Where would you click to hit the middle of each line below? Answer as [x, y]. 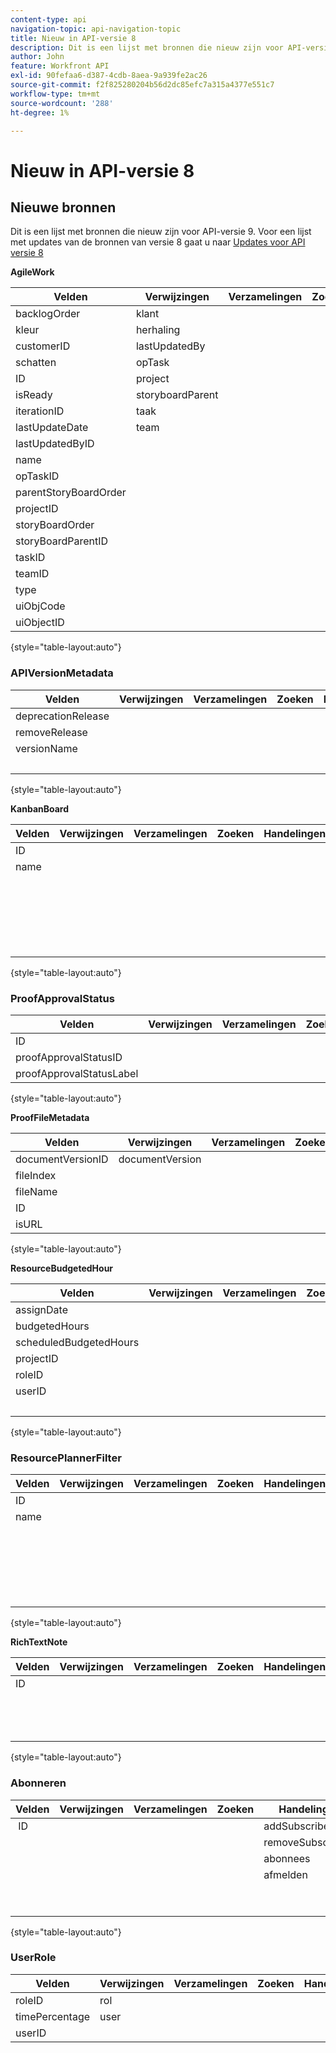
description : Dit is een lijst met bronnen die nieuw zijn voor [147, 47]
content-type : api [48, 19]
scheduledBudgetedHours [77, 1342]
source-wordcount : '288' [62, 103]
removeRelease [51, 732]
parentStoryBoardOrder [71, 493]
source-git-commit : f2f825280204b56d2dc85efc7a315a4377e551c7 [142, 85]
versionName [46, 748]
